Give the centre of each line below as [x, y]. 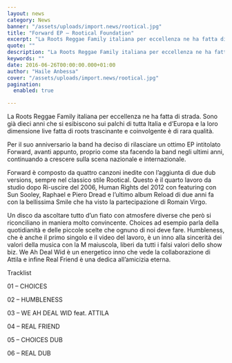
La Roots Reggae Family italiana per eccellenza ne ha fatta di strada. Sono [113, 117]
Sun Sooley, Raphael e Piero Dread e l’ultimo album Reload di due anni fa [110, 195]
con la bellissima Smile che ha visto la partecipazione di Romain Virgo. [107, 202]
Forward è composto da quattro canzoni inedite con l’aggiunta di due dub [112, 173]
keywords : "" [26, 59]
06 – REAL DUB [29, 353]
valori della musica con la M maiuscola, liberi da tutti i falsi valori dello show [115, 245]
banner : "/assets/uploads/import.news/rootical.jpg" [85, 26]
